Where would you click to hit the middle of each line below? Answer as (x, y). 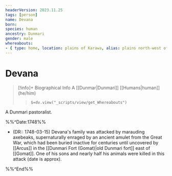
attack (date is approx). (37, 159)
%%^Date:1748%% (26, 122)
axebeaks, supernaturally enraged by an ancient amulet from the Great (87, 137)
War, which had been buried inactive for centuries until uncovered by (85, 142)
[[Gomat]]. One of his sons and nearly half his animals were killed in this (89, 153)
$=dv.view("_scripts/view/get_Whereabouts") (79, 102)
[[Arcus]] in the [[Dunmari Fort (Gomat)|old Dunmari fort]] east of (81, 148)
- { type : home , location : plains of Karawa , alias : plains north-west (83, 48)
